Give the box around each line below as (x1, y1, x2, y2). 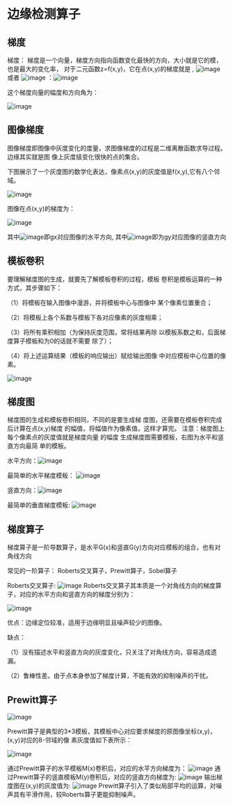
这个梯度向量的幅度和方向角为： (7, 88, 99, 96)
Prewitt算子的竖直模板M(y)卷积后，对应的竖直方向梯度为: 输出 (13, 773, 217, 781)
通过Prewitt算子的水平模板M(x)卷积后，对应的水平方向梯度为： (7, 764, 187, 773)
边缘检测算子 (7, 6, 81, 22)
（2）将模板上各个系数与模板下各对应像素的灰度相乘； (7, 313, 163, 321)
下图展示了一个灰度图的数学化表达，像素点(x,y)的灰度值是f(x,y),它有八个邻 (7, 167, 220, 175)
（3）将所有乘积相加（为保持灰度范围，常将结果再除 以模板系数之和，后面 (7, 328, 220, 336)
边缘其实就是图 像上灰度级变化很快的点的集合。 (7, 153, 143, 161)
